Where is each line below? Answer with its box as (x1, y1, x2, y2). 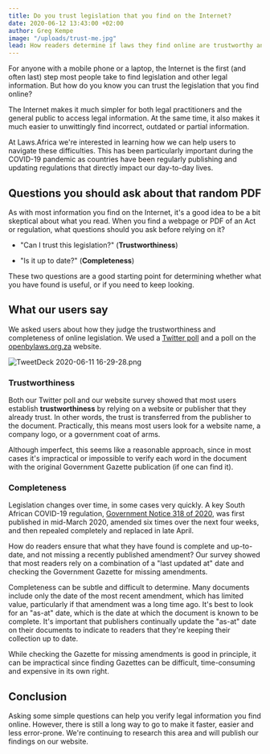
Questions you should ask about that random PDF (8, 186, 262, 200)
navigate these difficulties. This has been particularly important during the (8, 146, 254, 156)
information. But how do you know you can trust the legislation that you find (8, 81, 260, 91)
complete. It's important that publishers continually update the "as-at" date (8, 617, 257, 626)
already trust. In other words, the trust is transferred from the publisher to (8, 413, 252, 422)
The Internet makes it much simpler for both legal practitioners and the (8, 105, 243, 115)
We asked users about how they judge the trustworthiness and (8, 324, 216, 334)
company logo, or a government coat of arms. (8, 430, 161, 439)
